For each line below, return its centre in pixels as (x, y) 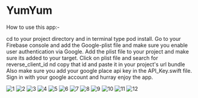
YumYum (29, 11)
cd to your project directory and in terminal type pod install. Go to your (94, 38)
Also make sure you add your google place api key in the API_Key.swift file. (99, 70)
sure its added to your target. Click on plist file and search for (82, 58)
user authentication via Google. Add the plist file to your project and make (98, 51)
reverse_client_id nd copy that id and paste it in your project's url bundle (96, 64)
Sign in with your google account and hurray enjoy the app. (80, 77)
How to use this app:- (33, 27)
